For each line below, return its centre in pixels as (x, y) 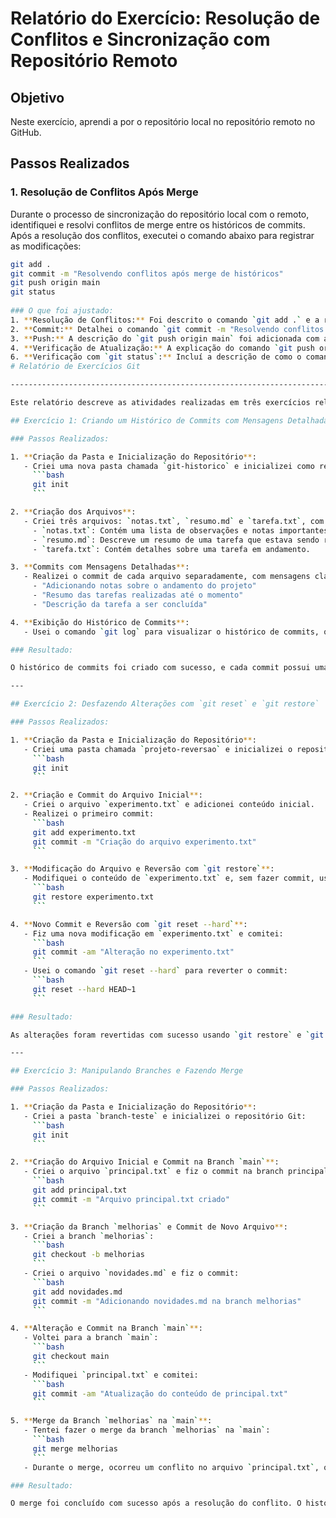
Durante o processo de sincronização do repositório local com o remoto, (160, 214)
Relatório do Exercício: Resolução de (165, 18)
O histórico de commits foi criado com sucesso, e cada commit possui (160, 668)
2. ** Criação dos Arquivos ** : (73, 512)
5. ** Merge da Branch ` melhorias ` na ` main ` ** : (111, 1421)
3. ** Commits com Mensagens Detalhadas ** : (100, 567)
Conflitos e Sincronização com (140, 39)
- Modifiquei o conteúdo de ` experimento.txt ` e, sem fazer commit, (169, 878)
